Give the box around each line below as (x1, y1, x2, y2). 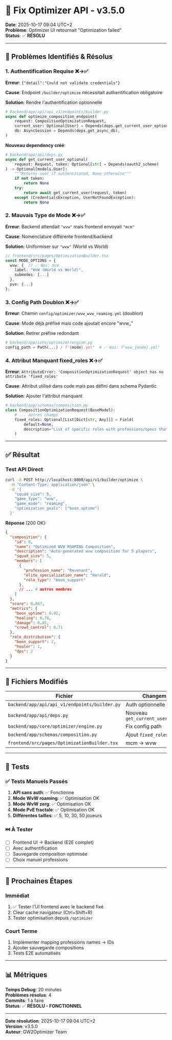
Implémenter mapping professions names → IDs (12, 939, 114, 945)
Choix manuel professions (12, 857, 68, 863)
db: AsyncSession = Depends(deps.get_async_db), (14, 128, 120, 134)
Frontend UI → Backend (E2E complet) (12, 839, 94, 845)
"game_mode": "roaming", (14, 501, 68, 506)
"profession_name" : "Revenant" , (24, 568, 93, 573)
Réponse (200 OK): (5, 520, 47, 526)
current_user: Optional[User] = (14, 123, 83, 129)
